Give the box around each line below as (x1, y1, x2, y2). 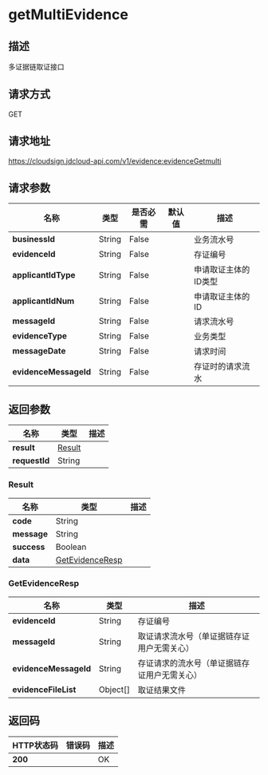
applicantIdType (12, 270, 76, 281)
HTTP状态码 (12, 740, 58, 751)
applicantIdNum (12, 295, 75, 306)
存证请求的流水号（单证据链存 (137, 657, 250, 668)
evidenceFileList (12, 684, 77, 695)
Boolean (55, 541, 87, 552)
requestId (12, 455, 50, 466)
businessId (12, 234, 56, 245)
